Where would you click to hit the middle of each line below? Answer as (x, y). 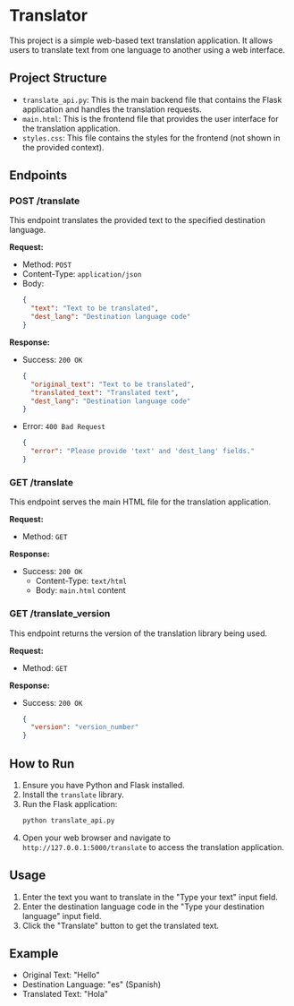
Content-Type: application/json (82, 274)
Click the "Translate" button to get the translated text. (121, 925)
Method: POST (47, 264)
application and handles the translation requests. (112, 109)
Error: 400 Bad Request (63, 426)
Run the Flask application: (70, 804)
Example (34, 954)
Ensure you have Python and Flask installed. (103, 785)
